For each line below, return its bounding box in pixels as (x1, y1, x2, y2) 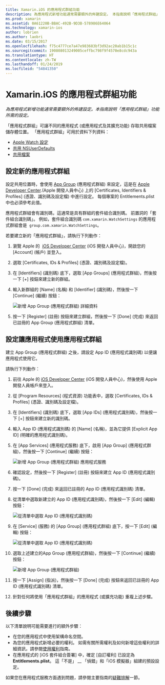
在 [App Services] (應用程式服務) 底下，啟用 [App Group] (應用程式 (12, 442, 147, 448)
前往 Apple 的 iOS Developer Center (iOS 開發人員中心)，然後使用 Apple (12, 376, 158, 382)
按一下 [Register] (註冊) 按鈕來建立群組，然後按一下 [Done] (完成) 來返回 (12, 313, 158, 319)
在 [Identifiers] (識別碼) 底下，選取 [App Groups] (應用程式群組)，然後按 (12, 270, 157, 276)
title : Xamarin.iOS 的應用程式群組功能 (5, 7, 80, 12)
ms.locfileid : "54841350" (5, 67, 58, 72)
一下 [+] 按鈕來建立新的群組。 (12, 276, 73, 282)
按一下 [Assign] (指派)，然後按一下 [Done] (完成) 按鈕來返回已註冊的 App (12, 577, 159, 583)
